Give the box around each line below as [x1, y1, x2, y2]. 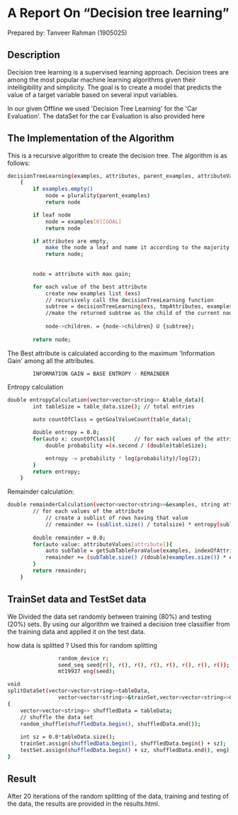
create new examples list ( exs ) [45, 289, 141, 297]
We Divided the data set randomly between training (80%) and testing [7, 612, 212, 621]
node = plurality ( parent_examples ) [45, 192, 151, 199]
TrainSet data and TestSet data [7, 594, 147, 606]
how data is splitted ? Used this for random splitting [7, 641, 158, 650]
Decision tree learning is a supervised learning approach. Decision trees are [7, 67, 229, 76]
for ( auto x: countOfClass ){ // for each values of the [33, 436, 214, 443]
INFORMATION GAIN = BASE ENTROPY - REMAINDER [33, 370, 170, 377]
